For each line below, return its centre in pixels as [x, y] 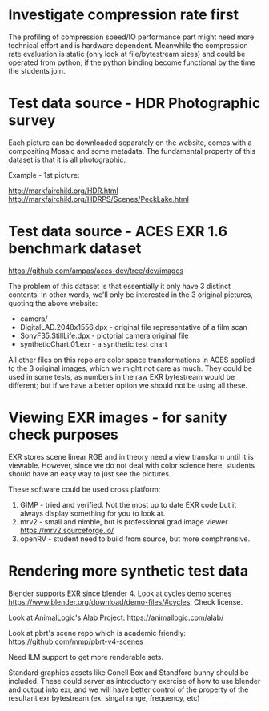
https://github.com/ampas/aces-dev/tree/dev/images [96, 271]
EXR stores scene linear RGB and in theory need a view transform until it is [131, 456]
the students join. [37, 70]
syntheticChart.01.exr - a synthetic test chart [94, 344]
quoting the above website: [53, 303]
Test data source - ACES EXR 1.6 [118, 232]
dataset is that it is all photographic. [67, 159]
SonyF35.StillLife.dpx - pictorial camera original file [104, 335]
